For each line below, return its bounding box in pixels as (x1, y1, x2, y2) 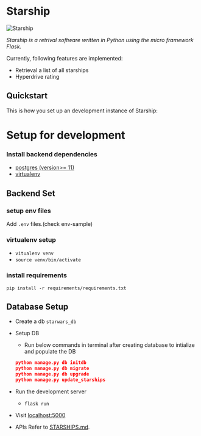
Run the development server (15, 388, 87, 395)
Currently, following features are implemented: (6, 54, 123, 62)
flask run (24, 401, 50, 407)
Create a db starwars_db (15, 318, 77, 325)
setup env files (6, 206, 52, 215)
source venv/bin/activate (15, 257, 81, 263)
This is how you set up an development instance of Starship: (6, 107, 158, 114)
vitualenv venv (15, 250, 54, 257)
